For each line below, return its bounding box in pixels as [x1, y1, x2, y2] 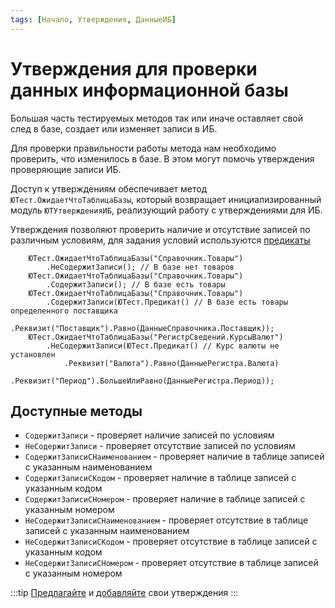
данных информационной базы [10, 79, 289, 101]
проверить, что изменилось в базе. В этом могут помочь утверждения [10, 152, 315, 165]
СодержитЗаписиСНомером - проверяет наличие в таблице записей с [24, 493, 306, 505]
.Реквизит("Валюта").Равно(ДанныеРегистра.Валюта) [63, 358, 280, 368]
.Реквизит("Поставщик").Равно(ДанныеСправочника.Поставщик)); [10, 323, 275, 333]
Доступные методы [10, 402, 143, 420]
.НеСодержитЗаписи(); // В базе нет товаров [46, 262, 235, 272]
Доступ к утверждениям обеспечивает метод [10, 182, 208, 195]
